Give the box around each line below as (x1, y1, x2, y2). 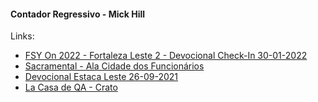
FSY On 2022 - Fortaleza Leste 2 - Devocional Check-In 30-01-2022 (24, 50, 308, 62)
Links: (10, 30, 35, 42)
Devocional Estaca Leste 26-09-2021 (24, 71, 179, 83)
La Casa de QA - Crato (24, 81, 118, 94)
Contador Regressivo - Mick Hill (10, 8, 146, 20)
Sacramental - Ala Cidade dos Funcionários (24, 60, 205, 72)
